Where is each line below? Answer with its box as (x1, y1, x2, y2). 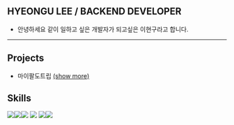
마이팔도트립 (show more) (17, 71, 90, 80)
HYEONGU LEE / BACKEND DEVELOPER (7, 6, 182, 17)
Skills (7, 92, 31, 104)
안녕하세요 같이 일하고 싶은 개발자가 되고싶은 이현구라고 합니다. (17, 24, 189, 34)
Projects (7, 52, 45, 64)
